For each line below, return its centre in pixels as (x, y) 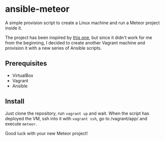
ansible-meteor (37, 9)
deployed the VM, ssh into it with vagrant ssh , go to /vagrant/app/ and (76, 118)
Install (15, 101)
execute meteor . (21, 124)
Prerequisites (26, 63)
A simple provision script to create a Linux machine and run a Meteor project (82, 23)
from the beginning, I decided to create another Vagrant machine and (75, 42)
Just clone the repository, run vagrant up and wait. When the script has (77, 113)
